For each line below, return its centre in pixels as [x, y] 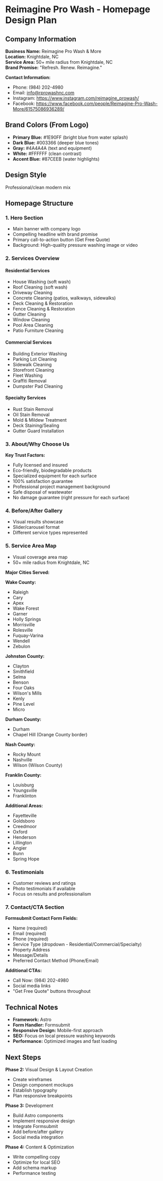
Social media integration [38, 1137]
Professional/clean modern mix [38, 187]
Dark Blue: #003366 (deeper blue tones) [56, 143]
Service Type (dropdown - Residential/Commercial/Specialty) [77, 944]
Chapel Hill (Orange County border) [50, 734]
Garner [20, 613]
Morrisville [24, 624]
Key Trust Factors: [25, 455]
